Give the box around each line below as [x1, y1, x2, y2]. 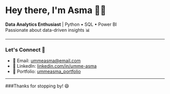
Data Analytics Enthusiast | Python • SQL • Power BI [5, 21, 117, 27]
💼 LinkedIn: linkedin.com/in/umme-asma [12, 63, 97, 69]
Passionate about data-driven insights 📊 [5, 27, 90, 33]
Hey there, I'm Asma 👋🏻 [5, 5, 106, 16]
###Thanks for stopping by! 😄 [5, 83, 69, 89]
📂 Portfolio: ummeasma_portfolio [12, 68, 81, 75]
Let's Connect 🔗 [5, 46, 46, 53]
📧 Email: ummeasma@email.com [12, 58, 81, 64]
